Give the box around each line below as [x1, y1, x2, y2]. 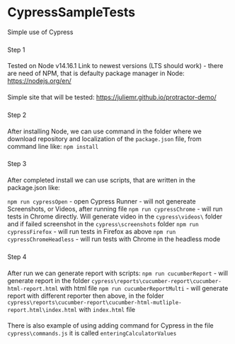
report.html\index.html [7, 306, 78, 314]
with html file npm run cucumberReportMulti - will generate [59, 284, 229, 292]
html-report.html [7, 285, 59, 292]
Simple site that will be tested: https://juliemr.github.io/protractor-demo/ [7, 93, 217, 101]
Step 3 [7, 160, 27, 168]
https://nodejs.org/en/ [7, 77, 72, 85]
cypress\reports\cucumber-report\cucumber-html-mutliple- [7, 299, 182, 306]
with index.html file [79, 305, 136, 314]
